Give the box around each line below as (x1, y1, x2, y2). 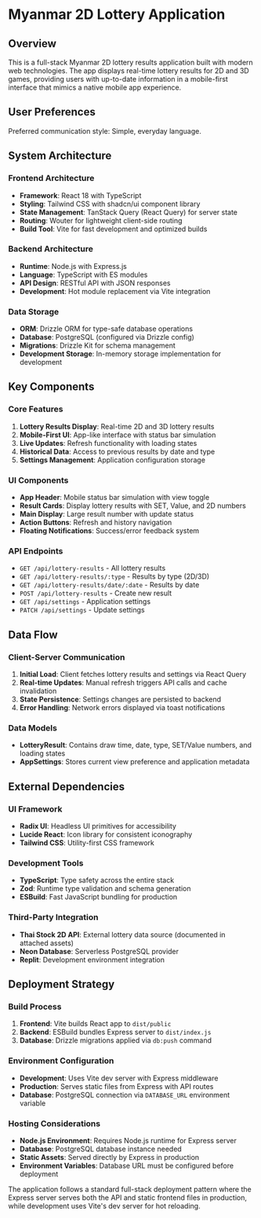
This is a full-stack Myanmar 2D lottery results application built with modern (8, 57, 253, 67)
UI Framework (8, 804, 63, 815)
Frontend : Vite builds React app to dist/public (19, 1019, 172, 1028)
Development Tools (8, 857, 84, 868)
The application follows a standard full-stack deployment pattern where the (8, 1184, 252, 1194)
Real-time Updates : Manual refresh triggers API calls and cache (19, 678, 227, 687)
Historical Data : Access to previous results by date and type (19, 447, 216, 456)
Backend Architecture (8, 244, 94, 255)
